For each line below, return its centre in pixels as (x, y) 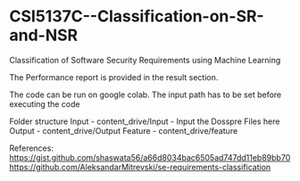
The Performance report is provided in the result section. (114, 77)
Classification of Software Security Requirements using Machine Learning (145, 60)
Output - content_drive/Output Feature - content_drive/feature (124, 130)
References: (31, 148)
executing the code (45, 103)
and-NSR (44, 35)
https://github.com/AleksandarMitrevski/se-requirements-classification (140, 167)
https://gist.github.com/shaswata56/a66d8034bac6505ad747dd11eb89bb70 (150, 157)
